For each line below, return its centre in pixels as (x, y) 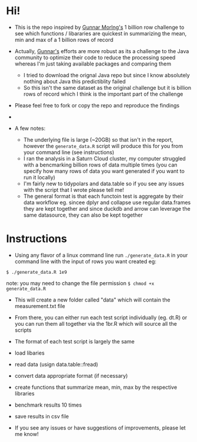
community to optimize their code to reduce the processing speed (95, 57)
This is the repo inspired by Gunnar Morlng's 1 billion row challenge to (99, 27)
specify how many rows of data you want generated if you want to (104, 171)
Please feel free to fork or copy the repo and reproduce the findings (97, 105)
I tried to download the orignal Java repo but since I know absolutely (106, 75)
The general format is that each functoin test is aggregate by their (104, 196)
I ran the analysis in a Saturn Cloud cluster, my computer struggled (104, 158)
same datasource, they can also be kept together (83, 215)
